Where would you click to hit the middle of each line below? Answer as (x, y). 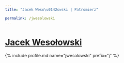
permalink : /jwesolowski (30, 18)
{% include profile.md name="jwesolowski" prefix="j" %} (62, 56)
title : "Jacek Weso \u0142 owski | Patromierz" (52, 9)
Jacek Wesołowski (44, 42)
